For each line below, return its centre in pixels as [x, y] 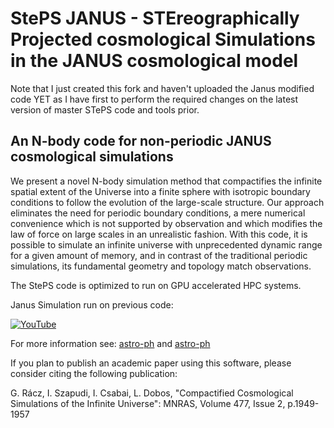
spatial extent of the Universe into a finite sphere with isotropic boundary [160, 191]
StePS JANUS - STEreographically [155, 18]
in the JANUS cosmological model [154, 61]
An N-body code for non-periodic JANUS [141, 141]
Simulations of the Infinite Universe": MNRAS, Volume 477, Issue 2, [148, 403]
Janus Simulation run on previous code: [92, 304]
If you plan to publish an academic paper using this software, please [151, 363]
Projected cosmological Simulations [163, 39]
